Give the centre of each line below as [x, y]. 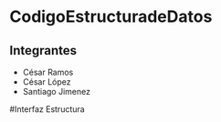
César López [47, 82]
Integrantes [43, 51]
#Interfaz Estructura [47, 109]
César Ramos [48, 72]
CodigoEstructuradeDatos [111, 17]
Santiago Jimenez [57, 91]
